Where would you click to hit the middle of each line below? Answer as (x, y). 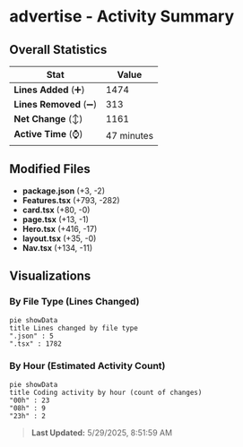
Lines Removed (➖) (55, 104)
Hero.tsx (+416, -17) (60, 228)
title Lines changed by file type (74, 328)
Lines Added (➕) (49, 90)
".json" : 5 (31, 336)
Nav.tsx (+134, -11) (57, 247)
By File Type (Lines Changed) (74, 302)
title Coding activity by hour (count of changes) (106, 392)
